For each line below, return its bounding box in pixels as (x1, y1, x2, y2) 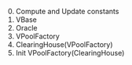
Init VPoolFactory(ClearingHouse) (15, 49, 125, 57)
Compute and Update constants (15, 7, 119, 16)
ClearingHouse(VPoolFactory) (15, 40, 113, 49)
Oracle (15, 23, 38, 32)
